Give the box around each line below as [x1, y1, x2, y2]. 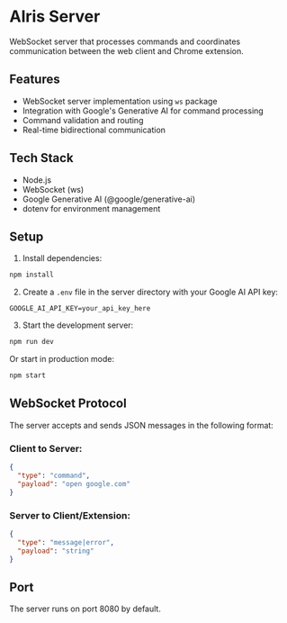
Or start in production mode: [9, 354, 115, 365]
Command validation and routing [22, 114, 144, 125]
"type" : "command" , [17, 471, 91, 480]
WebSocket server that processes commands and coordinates [9, 36, 241, 47]
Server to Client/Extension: [9, 509, 130, 521]
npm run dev [9, 338, 54, 347]
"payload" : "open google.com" [17, 479, 130, 488]
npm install [9, 270, 54, 280]
